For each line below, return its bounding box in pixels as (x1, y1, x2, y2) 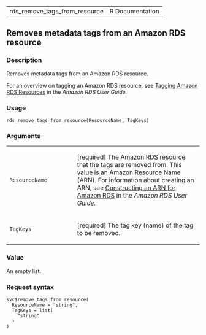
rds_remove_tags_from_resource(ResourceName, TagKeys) (6, 117, 150, 123)
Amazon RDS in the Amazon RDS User (77, 191, 188, 200)
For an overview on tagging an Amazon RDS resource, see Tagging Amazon (6, 82, 198, 89)
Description (6, 56, 42, 64)
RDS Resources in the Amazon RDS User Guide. (6, 88, 128, 96)
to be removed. (77, 229, 121, 237)
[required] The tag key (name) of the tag (77, 221, 194, 229)
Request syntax (6, 282, 54, 291)
